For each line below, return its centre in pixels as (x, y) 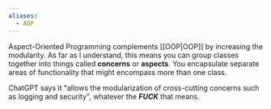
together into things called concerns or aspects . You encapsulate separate (134, 63)
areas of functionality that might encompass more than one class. (118, 72)
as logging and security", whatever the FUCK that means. (104, 96)
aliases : (23, 16)
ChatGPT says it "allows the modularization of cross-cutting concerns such (134, 88)
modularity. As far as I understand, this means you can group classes (124, 55)
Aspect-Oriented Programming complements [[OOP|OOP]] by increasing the (135, 46)
